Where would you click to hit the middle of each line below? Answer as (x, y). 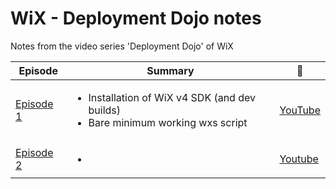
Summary (170, 70)
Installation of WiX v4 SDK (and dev (172, 97)
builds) (105, 110)
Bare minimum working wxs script (168, 122)
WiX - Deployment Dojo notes (136, 18)
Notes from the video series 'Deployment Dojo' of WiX (122, 46)
